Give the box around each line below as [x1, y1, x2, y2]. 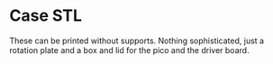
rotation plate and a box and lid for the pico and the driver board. [9, 44, 250, 55]
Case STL [9, 5, 83, 26]
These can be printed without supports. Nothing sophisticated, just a [9, 35, 264, 46]
